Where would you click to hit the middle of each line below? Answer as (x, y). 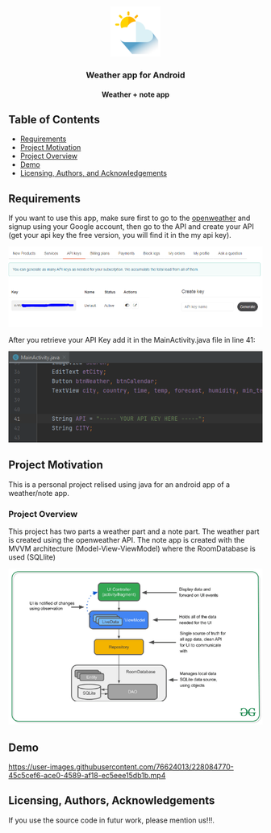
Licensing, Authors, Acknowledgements (112, 801)
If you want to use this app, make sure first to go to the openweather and (129, 218)
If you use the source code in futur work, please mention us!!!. (112, 820)
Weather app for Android (135, 75)
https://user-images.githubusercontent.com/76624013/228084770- (121, 767)
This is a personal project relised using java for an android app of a (119, 484)
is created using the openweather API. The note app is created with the (127, 540)
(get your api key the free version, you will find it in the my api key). (120, 235)
